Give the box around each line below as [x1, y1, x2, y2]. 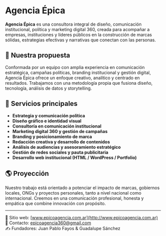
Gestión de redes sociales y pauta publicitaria [12, 149, 109, 155]
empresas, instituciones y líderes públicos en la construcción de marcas [5, 32, 152, 37]
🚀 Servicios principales [5, 100, 78, 108]
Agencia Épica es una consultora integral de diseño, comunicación [5, 21, 142, 27]
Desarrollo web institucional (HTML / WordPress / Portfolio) [12, 154, 137, 160]
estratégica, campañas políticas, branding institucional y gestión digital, [5, 69, 151, 75]
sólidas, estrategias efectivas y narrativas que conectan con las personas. [5, 37, 156, 43]
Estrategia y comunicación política [12, 112, 85, 118]
